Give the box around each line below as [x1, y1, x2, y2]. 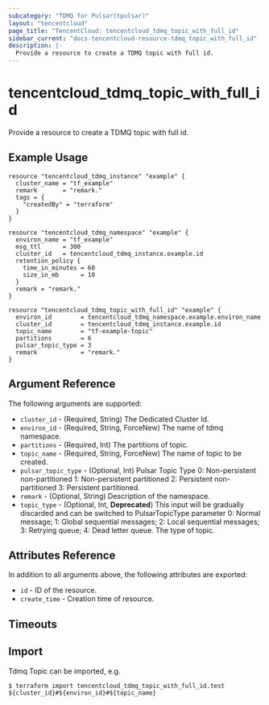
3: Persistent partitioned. [58, 482, 141, 492]
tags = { [15, 193, 45, 201]
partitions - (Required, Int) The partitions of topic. [19, 439, 189, 449]
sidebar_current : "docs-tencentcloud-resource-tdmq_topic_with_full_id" [8, 34, 258, 43]
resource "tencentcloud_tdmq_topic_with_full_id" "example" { [8, 306, 221, 314]
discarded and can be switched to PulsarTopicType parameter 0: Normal [19, 508, 261, 517]
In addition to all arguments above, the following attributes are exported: [8, 570, 248, 579]
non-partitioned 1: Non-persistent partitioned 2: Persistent [19, 474, 213, 484]
